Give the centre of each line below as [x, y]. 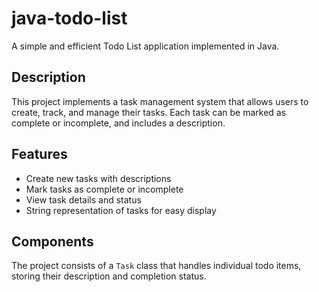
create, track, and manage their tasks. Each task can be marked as [149, 112]
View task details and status [83, 199]
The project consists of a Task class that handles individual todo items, [156, 266]
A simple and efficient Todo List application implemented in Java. [145, 46]
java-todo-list [69, 18]
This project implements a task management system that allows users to [160, 101]
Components [52, 241]
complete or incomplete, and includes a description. [118, 123]
